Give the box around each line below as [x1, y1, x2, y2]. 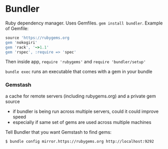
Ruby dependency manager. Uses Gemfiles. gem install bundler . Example [5, 20, 163, 26]
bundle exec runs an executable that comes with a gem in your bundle [5, 68, 153, 74]
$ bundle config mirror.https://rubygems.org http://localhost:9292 [5, 139, 154, 144]
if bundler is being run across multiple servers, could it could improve [12, 108, 159, 114]
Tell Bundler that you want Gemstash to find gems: [5, 129, 112, 135]
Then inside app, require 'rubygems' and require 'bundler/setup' [5, 59, 146, 65]
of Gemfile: [5, 25, 29, 31]
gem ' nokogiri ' [5, 40, 38, 45]
